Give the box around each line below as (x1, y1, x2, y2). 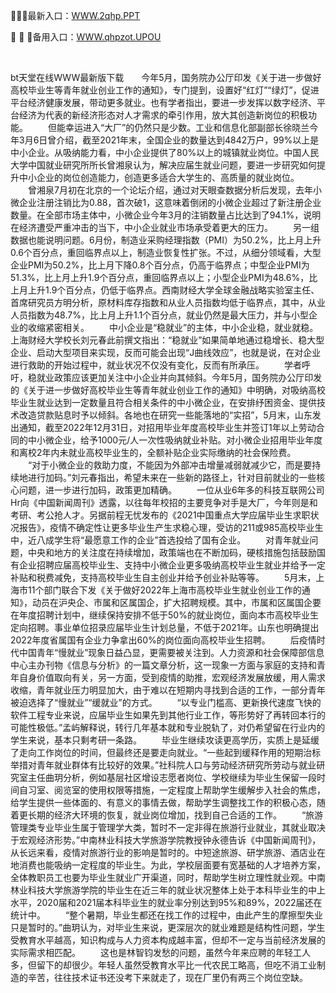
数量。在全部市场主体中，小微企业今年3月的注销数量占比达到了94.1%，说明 (10, 209, 322, 221)
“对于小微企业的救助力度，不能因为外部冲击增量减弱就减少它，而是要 (27, 459, 313, 471)
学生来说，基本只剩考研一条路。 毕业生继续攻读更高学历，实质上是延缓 (10, 734, 320, 746)
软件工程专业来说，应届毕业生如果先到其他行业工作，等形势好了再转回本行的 (10, 709, 326, 721)
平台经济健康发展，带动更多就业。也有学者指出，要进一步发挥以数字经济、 (10, 97, 317, 108)
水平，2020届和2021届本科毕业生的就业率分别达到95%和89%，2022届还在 (10, 897, 323, 908)
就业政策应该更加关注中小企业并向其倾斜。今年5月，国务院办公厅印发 (36, 372, 323, 383)
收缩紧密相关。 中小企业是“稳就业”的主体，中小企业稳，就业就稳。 (27, 322, 319, 333)
